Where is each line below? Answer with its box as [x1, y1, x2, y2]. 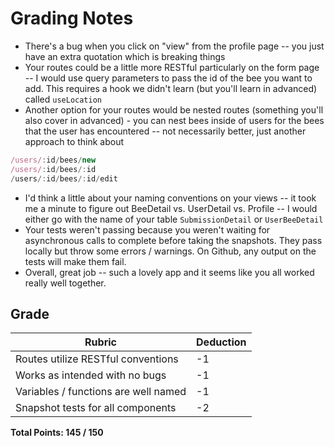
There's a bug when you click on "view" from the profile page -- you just [24, 40, 325, 52]
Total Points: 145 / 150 [10, 427, 104, 439]
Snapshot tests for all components [15, 401, 177, 415]
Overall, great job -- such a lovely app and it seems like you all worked [24, 266, 315, 278]
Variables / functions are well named [15, 385, 187, 399]
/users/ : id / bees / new [10, 155, 97, 165]
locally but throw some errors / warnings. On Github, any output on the [24, 245, 317, 257]
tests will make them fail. [24, 255, 127, 267]
